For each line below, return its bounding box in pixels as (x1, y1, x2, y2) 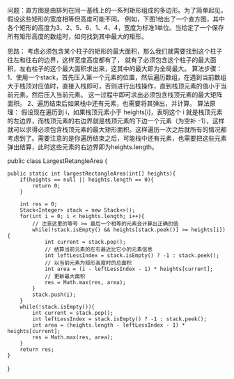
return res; (19, 346, 54, 353)
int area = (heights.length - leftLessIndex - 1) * (32, 322, 186, 329)
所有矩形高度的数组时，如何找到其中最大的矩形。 (7, 32, 148, 40)
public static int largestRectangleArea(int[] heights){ (7, 170, 176, 177)
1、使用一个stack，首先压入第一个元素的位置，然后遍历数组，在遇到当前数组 (7, 73, 227, 82)
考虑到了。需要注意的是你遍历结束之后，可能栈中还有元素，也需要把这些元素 (7, 134, 227, 142)
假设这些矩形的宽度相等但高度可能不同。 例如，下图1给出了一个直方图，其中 (7, 15, 225, 23)
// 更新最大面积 (44, 273, 86, 280)
